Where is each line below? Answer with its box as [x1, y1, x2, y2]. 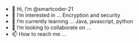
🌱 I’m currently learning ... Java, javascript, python [11, 18, 134, 24]
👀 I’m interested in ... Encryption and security [11, 12, 121, 19]
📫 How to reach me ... [11, 31, 66, 37]
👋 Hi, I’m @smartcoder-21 [11, 6, 74, 12]
